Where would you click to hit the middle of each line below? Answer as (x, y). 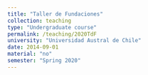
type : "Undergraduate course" (52, 27)
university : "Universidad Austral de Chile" (74, 41)
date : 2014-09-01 (33, 47)
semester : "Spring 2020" (44, 61)
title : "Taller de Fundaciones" (55, 14)
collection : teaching (39, 21)
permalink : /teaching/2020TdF (52, 34)
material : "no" (30, 54)
